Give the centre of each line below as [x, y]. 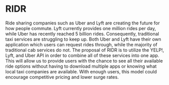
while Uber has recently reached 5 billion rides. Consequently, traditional [82, 34]
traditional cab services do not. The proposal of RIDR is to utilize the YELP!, [85, 50]
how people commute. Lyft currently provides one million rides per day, [81, 28]
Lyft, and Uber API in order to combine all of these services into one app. [82, 55]
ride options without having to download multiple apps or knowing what [81, 66]
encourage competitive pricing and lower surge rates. [62, 77]
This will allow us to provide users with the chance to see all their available [84, 61]
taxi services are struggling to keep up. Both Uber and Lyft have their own [83, 39]
